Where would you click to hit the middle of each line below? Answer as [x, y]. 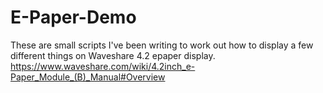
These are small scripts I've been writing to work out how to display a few [162, 45]
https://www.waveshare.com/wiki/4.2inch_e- [103, 66]
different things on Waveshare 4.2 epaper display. [113, 55]
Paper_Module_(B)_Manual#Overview [88, 77]
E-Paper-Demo [73, 17]
